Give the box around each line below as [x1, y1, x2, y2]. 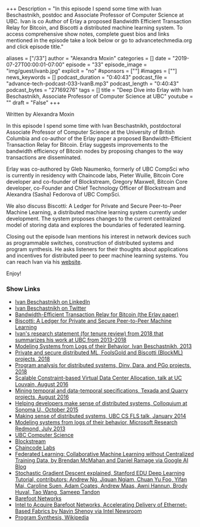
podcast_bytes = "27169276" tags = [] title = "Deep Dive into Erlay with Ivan [6, 87, 193, 93]
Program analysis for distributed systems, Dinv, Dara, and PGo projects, [14, 362, 192, 369]
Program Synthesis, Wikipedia [14, 514, 90, 521]
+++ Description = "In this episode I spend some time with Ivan [6, 5, 162, 12]
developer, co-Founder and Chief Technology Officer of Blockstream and [6, 184, 186, 192]
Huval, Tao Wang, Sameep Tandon [14, 489, 100, 496]
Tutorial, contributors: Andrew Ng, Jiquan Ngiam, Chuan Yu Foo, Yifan [14, 476, 187, 483]
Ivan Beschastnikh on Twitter [14, 304, 87, 312]
